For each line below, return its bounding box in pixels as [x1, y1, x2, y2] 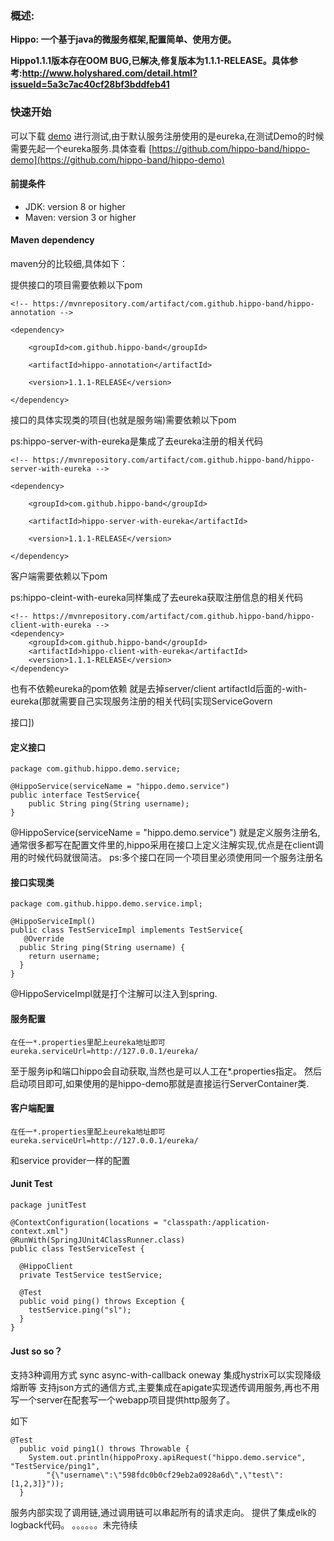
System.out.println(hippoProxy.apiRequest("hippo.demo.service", [28, 1453, 307, 1463]
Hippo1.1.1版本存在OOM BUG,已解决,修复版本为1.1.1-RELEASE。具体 [10, 55, 290, 67]
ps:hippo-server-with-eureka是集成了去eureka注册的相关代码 [10, 435, 264, 447]
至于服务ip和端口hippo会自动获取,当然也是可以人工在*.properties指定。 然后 [10, 1065, 323, 1077]
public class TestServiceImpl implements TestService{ [10, 925, 244, 936]
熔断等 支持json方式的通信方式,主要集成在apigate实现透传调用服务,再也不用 [10, 1382, 320, 1394]
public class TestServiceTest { [10, 1244, 145, 1254]
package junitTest [10, 1200, 87, 1211]
